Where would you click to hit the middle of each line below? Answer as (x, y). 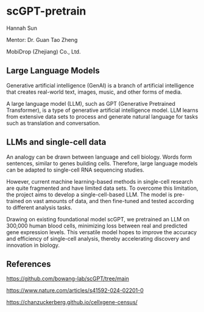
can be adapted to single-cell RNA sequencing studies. (76, 170)
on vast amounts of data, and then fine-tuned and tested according (110, 201)
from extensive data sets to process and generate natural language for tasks (102, 116)
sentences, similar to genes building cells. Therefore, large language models (102, 163)
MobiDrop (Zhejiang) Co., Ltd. (44, 51)
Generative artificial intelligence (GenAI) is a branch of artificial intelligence (100, 85)
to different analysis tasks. (39, 207)
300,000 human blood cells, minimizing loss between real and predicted (97, 226)
